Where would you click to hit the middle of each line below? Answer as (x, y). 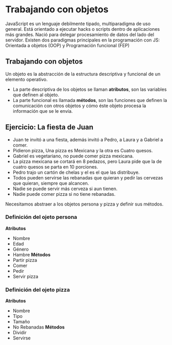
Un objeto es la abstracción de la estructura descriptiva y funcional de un (83, 74)
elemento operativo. (26, 79)
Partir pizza (25, 260)
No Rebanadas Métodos (39, 327)
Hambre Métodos (32, 254)
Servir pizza (25, 276)
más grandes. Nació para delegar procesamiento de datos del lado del (80, 34)
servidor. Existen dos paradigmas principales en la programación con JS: (83, 40)
